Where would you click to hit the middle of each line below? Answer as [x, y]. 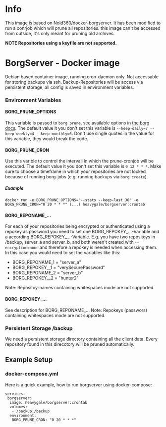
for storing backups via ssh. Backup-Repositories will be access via [74, 82]
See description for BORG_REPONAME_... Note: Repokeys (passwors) [76, 310]
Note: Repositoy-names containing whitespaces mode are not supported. [80, 288]
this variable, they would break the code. [47, 139]
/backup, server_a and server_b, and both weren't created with [69, 242]
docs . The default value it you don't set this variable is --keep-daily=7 [77, 128]
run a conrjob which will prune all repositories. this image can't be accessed [83, 28]
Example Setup [29, 360]
